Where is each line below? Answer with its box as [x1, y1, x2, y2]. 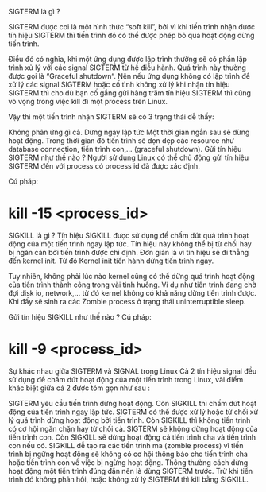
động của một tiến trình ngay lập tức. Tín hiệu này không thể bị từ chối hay [8, 238, 252, 249]
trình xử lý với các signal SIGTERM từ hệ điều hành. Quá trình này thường [8, 63, 246, 72]
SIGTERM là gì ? [8, 7, 61, 16]
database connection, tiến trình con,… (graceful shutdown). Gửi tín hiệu [8, 145, 242, 153]
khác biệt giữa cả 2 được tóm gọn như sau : [8, 383, 151, 393]
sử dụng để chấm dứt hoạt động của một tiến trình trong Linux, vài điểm [8, 374, 244, 384]
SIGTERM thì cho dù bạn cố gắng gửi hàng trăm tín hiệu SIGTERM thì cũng [8, 88, 252, 98]
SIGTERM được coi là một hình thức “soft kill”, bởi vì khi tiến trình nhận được [8, 22, 256, 31]
